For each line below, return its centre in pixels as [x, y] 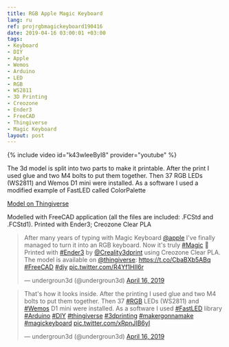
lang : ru [20, 20]
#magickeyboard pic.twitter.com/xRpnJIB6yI [87, 323]
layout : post [26, 135]
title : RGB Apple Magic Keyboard [55, 13]
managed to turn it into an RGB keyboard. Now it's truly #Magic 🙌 [116, 245]
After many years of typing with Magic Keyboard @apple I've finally [119, 238]
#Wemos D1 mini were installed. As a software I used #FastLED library [123, 308]
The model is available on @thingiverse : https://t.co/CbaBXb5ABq [117, 260]
